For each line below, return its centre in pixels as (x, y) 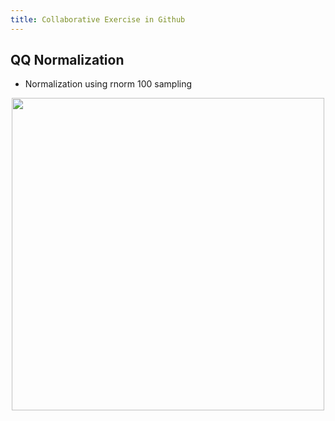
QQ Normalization (67, 60)
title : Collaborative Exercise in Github (98, 19)
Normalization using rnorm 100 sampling (108, 84)
